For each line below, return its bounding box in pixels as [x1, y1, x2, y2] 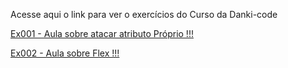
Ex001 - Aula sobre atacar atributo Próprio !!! [10, 28, 194, 39]
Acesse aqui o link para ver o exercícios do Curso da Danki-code [10, 9, 278, 20]
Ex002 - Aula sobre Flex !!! [10, 47, 120, 59]
